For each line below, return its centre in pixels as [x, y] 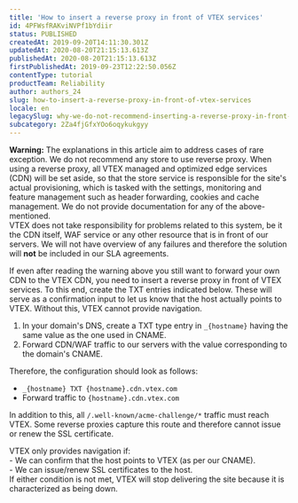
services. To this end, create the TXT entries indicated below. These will [141, 290]
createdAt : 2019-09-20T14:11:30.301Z [79, 42]
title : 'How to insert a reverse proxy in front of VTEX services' [137, 17]
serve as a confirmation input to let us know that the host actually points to [145, 299]
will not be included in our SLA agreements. [89, 253]
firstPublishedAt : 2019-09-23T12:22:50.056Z [93, 67]
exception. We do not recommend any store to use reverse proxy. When [141, 159]
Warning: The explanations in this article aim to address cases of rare [137, 150]
